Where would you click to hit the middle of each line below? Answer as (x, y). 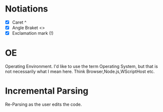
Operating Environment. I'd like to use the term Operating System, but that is (81, 67)
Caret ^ (19, 22)
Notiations (27, 9)
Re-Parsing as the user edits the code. (44, 104)
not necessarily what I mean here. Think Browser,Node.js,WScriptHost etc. (80, 71)
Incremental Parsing (47, 91)
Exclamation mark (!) (33, 33)
